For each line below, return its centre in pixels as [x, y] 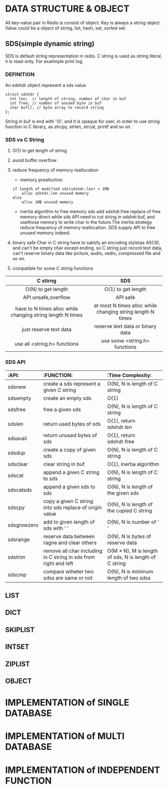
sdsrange [19, 539]
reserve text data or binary [125, 326]
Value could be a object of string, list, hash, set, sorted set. [66, 28]
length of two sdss [129, 577]
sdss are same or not [68, 577]
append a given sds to [69, 486]
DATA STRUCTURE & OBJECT [67, 9]
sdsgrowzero [23, 525]
